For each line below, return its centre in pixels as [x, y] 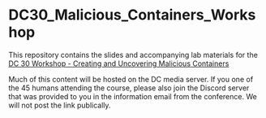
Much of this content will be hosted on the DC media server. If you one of [131, 79]
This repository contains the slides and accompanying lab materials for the [133, 55]
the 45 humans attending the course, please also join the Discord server [129, 88]
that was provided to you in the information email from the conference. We [133, 96]
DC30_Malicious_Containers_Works [132, 15]
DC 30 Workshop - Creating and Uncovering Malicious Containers [119, 63]
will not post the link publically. [60, 105]
